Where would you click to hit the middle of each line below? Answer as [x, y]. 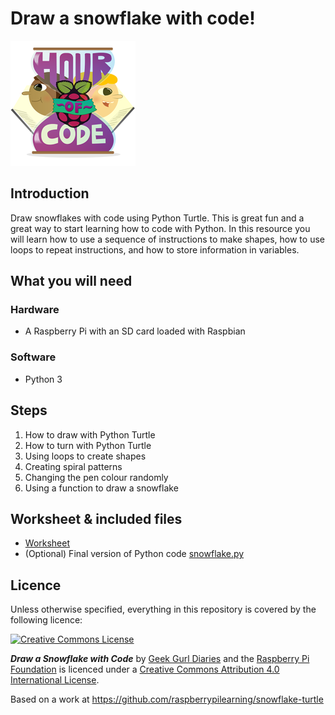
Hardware [35, 310]
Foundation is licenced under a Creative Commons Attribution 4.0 [145, 669]
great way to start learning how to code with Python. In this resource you [160, 228]
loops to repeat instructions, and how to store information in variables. [155, 249]
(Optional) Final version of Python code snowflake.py [134, 554]
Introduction [50, 193]
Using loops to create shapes [85, 456]
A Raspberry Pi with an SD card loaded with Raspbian [135, 331]
